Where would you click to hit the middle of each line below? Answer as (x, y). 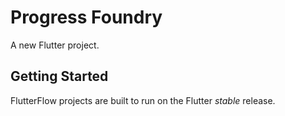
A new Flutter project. (55, 45)
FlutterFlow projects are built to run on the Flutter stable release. (143, 100)
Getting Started (59, 76)
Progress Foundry (86, 17)
